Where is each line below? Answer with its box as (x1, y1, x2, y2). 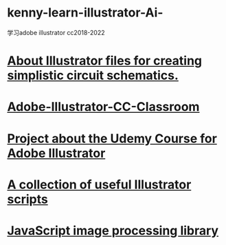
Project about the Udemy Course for (7, 131, 218, 146)
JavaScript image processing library (7, 222, 218, 238)
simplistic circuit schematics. (7, 67, 179, 83)
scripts (7, 191, 48, 207)
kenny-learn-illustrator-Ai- (7, 5, 163, 21)
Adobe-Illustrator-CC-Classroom (7, 99, 200, 115)
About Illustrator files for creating (7, 53, 203, 69)
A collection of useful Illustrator (7, 177, 192, 192)
